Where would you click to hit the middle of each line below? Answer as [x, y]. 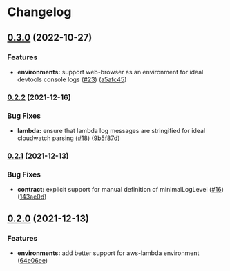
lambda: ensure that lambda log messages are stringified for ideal [111, 131]
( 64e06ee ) [32, 260]
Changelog [39, 12]
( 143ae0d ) [32, 197]
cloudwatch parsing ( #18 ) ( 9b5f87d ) [68, 138]
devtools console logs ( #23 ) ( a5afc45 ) [72, 79]
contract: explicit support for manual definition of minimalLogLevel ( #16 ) [121, 190]
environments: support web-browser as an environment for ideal [110, 72]
